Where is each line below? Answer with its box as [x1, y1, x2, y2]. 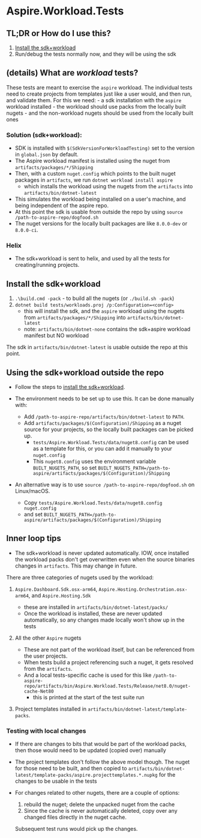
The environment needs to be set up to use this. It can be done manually [14, 395, 194, 402]
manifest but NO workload [23, 332, 89, 339]
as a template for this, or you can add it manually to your [32, 445, 172, 452]
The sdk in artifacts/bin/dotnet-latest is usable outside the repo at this [6, 344, 188, 351]
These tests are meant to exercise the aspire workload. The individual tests [6, 84, 193, 91]
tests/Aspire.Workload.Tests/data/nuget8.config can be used [32, 439, 189, 446]
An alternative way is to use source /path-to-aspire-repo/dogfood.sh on [14, 481, 195, 488]
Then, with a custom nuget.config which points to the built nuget [14, 170, 176, 177]
